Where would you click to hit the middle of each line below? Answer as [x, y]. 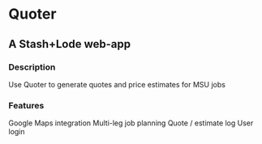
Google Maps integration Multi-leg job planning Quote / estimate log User [131, 123]
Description [32, 67]
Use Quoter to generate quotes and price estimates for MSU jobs [117, 84]
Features [26, 105]
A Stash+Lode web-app [70, 44]
